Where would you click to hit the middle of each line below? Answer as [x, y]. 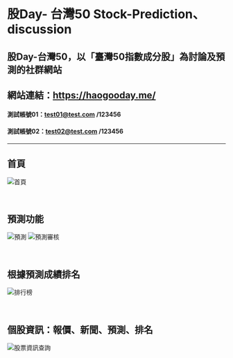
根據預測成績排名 [44, 274]
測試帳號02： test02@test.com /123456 [65, 132]
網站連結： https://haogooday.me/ [81, 95]
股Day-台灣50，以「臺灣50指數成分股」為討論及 [112, 56]
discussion [40, 29]
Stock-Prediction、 [149, 14]
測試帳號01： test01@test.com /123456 [64, 114]
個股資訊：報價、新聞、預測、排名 [80, 330]
